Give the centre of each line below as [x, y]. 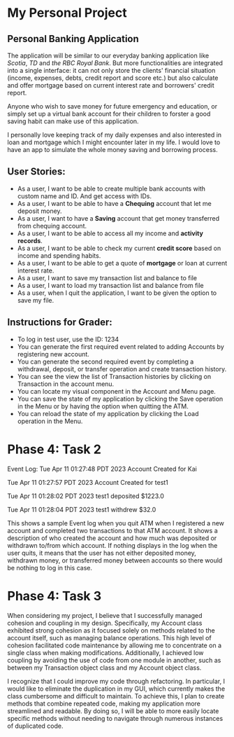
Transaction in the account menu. [66, 384]
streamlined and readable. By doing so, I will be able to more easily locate [113, 711]
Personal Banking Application [73, 39]
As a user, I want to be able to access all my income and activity [110, 233]
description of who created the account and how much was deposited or [112, 538]
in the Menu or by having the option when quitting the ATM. [103, 406]
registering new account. [53, 354]
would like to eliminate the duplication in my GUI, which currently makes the [116, 689]
